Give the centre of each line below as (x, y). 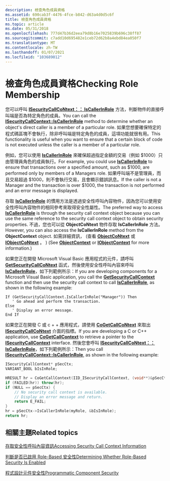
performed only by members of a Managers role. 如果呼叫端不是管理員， (81, 173)
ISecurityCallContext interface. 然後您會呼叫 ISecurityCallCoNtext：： (80, 343)
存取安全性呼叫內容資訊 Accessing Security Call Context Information (76, 446)
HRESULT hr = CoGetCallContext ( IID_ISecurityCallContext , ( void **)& (79, 378)
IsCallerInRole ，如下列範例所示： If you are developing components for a (81, 271)
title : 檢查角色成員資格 (28, 19)
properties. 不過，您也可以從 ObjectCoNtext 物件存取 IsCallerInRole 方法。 (84, 225)
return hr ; (17, 416)
